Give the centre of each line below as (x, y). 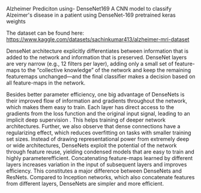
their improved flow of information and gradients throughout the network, (97, 101)
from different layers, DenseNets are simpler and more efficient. (85, 183)
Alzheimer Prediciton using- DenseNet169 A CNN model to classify (89, 9)
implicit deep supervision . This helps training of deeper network (86, 120)
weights (16, 21)
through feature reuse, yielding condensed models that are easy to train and (100, 152)
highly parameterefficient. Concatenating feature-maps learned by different (100, 158)
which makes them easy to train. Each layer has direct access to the (90, 107)
